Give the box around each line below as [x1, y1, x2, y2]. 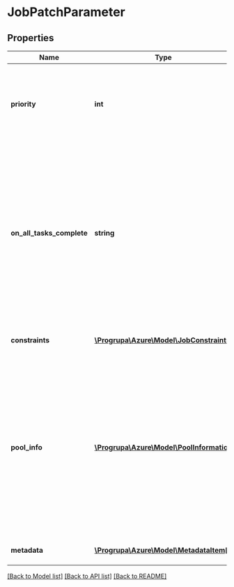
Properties [7, 32, 54, 44]
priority [10, 99, 36, 109]
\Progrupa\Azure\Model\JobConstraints [94, 335, 231, 345]
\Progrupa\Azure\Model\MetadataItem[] [94, 545, 231, 555]
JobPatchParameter [7, 4, 125, 20]
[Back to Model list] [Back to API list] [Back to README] [7, 572, 167, 580]
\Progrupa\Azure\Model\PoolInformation [94, 443, 233, 452]
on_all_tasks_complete [10, 228, 88, 238]
